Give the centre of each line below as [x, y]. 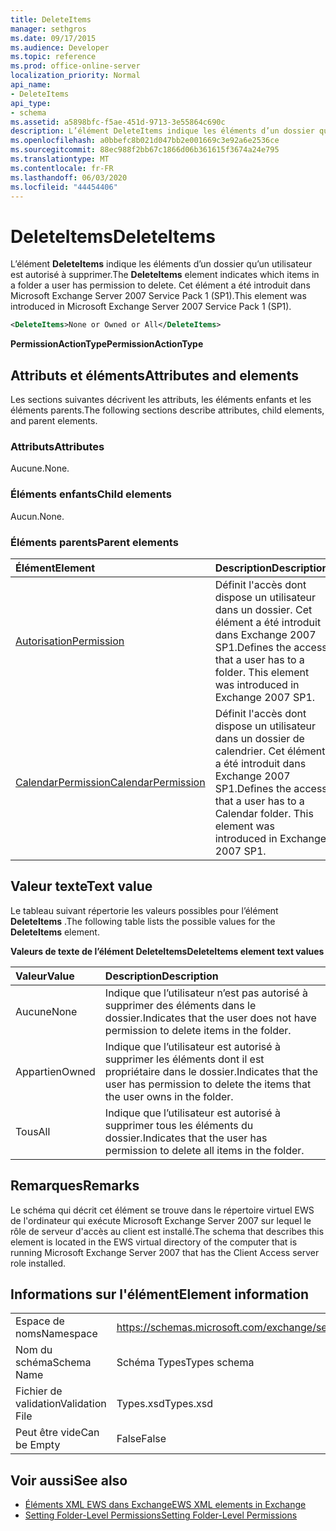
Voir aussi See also [69, 1480]
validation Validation [61, 1404]
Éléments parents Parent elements [94, 542]
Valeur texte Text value [81, 886]
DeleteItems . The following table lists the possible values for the [143, 921]
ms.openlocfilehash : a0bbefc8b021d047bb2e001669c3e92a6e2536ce [145, 141]
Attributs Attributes [57, 446]
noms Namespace [56, 1334]
